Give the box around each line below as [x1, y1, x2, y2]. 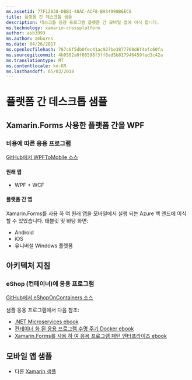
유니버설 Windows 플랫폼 [14, 242, 73, 249]
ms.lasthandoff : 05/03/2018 [6, 68, 75, 74]
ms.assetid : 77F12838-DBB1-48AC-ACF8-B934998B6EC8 [6, 8, 132, 15]
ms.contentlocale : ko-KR [6, 63, 67, 69]
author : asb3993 [6, 30, 46, 36]
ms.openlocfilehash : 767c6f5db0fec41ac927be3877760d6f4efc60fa [6, 47, 163, 53]
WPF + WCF [14, 182, 45, 189]
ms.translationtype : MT [6, 57, 64, 63]
